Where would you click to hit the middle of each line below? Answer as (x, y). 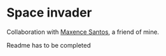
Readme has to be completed (49, 45)
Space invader (49, 13)
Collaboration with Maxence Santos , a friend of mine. (83, 32)
